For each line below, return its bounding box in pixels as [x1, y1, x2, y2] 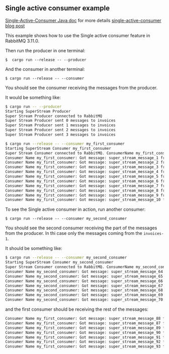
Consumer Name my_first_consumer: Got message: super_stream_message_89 [5, 325, 161, 330]
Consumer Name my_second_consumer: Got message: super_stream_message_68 [5, 288, 163, 293]
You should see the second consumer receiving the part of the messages [5, 225, 157, 231]
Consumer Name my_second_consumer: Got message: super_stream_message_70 [5, 297, 163, 302]
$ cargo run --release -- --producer [5, 57, 87, 62]
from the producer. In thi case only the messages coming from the [5, 230, 142, 236]
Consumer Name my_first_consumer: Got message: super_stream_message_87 [5, 320, 161, 326]
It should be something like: [5, 245, 62, 251]
